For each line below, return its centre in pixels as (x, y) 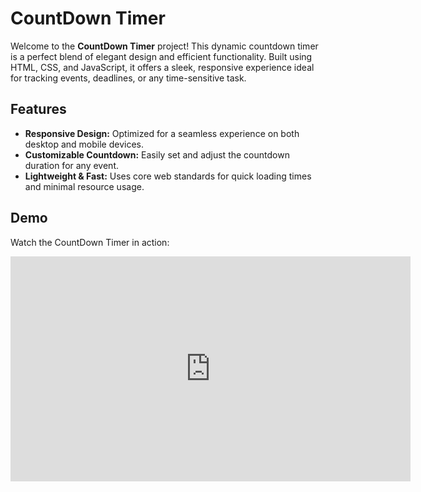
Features (38, 109)
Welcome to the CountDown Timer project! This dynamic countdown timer (164, 46)
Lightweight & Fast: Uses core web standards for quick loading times (168, 176)
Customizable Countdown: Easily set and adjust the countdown (157, 154)
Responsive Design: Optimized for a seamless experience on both (162, 133)
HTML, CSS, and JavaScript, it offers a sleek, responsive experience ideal (162, 67)
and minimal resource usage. (84, 186)
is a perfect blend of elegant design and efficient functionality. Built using (161, 56)
